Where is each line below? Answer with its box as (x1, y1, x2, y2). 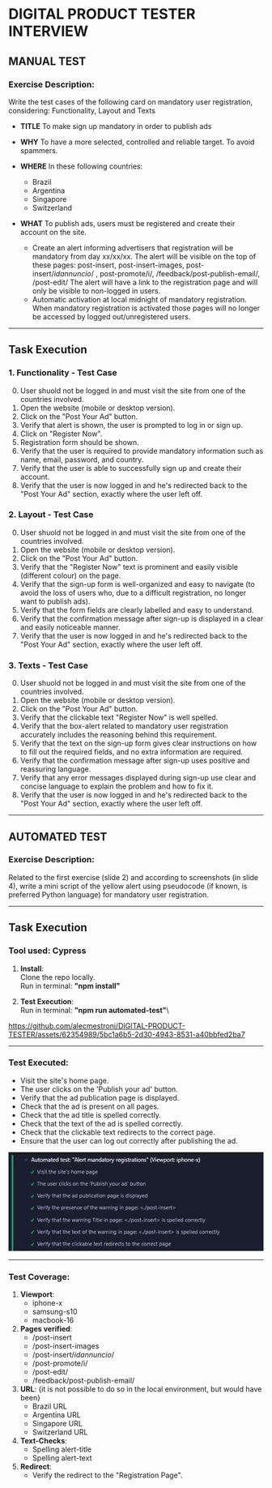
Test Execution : (19, 996, 74, 1006)
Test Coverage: (8, 1271, 70, 1282)
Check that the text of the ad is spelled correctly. (19, 1118, 184, 1128)
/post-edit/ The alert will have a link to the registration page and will (32, 277, 258, 287)
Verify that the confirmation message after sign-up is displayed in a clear (19, 614, 264, 623)
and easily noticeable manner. (19, 622, 121, 632)
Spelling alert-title (32, 1444, 92, 1455)
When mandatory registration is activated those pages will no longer (32, 303, 261, 313)
